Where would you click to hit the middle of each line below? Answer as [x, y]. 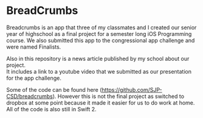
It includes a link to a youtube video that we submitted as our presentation [99, 71]
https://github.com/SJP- [132, 89]
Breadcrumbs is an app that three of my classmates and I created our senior [101, 27]
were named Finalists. [34, 47]
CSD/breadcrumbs [29, 96]
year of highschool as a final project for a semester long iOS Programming [99, 33]
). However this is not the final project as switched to [118, 96]
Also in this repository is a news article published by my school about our [98, 58]
